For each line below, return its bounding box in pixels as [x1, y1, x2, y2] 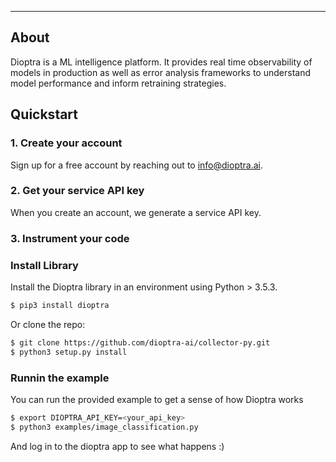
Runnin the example [10, 371, 110, 385]
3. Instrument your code [10, 231, 130, 245]
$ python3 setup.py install [10, 347, 128, 357]
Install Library [10, 258, 79, 272]
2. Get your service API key [10, 184, 145, 198]
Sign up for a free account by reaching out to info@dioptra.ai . [10, 159, 263, 171]
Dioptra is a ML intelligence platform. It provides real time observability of [10, 56, 313, 68]
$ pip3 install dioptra [10, 301, 110, 311]
